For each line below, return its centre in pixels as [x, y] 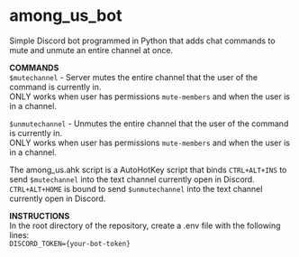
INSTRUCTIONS [40, 216]
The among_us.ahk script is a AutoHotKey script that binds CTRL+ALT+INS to [148, 170]
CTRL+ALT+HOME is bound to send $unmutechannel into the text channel [136, 188]
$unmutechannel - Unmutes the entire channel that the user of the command [149, 124]
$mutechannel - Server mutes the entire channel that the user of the [134, 77]
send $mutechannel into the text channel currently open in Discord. [132, 179]
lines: [19, 234]
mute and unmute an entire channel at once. [91, 50]
